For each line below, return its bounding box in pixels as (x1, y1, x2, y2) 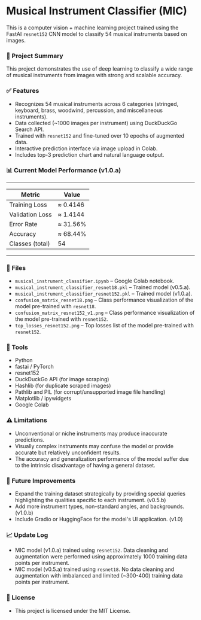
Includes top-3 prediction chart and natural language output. (14, 151, 165, 158)
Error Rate (9, 220, 38, 228)
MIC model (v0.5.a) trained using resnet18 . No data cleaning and (14, 566, 175, 573)
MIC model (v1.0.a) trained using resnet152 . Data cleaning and (14, 546, 169, 554)
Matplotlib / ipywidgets (14, 395, 72, 402)
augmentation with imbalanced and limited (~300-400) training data (14, 572, 183, 579)
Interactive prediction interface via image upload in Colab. (14, 145, 158, 152)
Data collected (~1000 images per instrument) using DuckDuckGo (14, 119, 178, 126)
